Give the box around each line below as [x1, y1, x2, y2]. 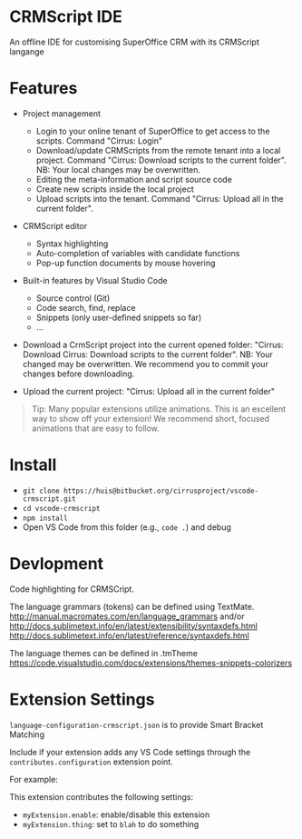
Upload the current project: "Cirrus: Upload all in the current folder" [22, 385, 275, 396]
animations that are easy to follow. [31, 423, 161, 434]
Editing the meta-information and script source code [35, 174, 233, 185]
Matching [9, 729, 45, 740]
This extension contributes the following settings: [9, 791, 193, 802]
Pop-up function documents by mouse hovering [35, 257, 216, 268]
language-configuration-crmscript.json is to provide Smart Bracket [9, 719, 264, 730]
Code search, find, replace [35, 302, 136, 313]
